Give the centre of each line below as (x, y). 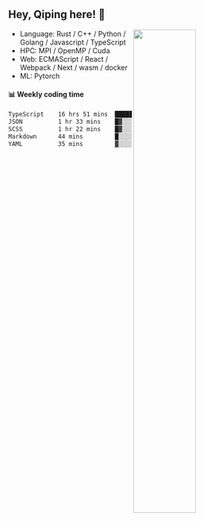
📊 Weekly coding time (46, 94)
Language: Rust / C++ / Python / (73, 33)
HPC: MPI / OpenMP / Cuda (65, 50)
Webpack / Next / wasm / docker (74, 67)
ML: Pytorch (40, 75)
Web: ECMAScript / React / (64, 59)
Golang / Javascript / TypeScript (73, 42)
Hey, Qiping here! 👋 (57, 15)
